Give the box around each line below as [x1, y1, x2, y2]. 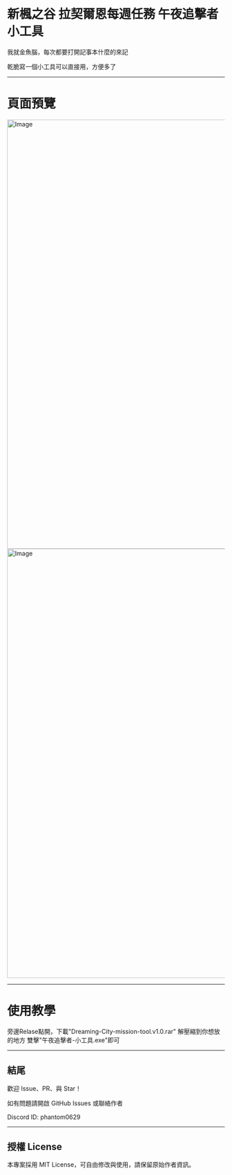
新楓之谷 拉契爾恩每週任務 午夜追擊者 [7, 6, 219, 22]
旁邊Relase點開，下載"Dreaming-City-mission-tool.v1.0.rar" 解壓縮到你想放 [7, 1027, 220, 1035]
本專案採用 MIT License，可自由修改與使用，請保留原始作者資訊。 [7, 1160, 195, 1169]
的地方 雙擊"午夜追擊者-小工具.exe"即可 [7, 1035, 120, 1044]
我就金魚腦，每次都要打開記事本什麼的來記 [7, 48, 128, 56]
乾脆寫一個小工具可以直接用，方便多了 [7, 62, 116, 71]
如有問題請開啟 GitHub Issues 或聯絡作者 [7, 1099, 123, 1107]
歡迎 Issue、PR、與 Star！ [7, 1084, 81, 1093]
